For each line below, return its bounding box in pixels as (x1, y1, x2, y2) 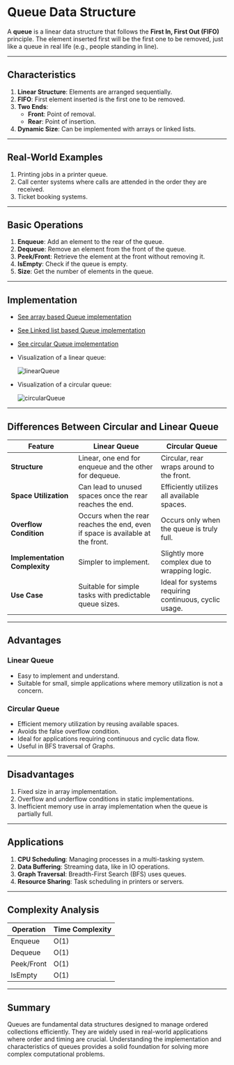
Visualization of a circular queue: (17, 380, 112, 389)
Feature (27, 442, 54, 451)
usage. (160, 604, 183, 613)
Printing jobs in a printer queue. (17, 170, 108, 178)
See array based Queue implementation (17, 312, 132, 321)
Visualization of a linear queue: (17, 354, 107, 362)
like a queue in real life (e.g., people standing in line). (7, 42, 159, 50)
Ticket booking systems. (17, 192, 88, 201)
